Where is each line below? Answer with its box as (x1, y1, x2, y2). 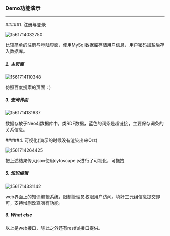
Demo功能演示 (5, 4, 41, 11)
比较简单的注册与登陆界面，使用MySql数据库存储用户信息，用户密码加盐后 (5, 42, 160, 48)
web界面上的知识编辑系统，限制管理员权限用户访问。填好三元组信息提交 (5, 194, 156, 200)
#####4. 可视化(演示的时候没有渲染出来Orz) (5, 137, 98, 143)
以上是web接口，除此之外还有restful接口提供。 (5, 225, 103, 231)
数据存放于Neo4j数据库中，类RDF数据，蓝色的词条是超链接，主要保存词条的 (5, 120, 164, 127)
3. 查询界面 (5, 97, 29, 103)
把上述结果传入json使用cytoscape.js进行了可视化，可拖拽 (5, 158, 125, 164)
